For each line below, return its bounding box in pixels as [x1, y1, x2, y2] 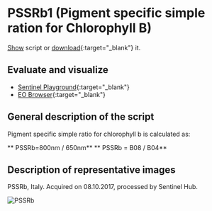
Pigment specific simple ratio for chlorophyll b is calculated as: [7, 130, 191, 138]
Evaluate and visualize [7, 64, 108, 76]
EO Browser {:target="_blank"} [17, 90, 106, 98]
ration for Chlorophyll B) [7, 20, 152, 36]
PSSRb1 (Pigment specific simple [7, 5, 206, 21]
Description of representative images [7, 164, 176, 176]
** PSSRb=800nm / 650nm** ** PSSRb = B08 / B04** [7, 143, 168, 152]
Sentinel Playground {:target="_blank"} [17, 83, 130, 91]
